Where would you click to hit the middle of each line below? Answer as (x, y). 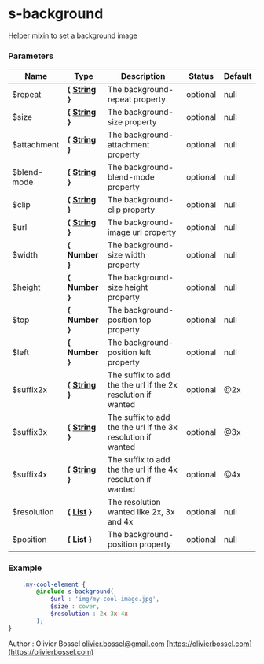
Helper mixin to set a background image (73, 35)
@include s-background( (75, 592)
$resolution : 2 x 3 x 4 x (89, 614)
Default (238, 76)
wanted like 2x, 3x (141, 512)
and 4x (120, 522)
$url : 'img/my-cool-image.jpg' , (104, 599)
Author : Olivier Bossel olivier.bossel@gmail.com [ (89, 644)
